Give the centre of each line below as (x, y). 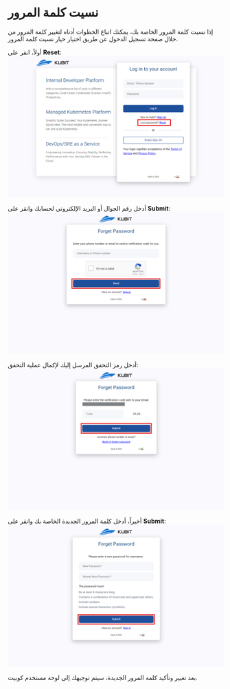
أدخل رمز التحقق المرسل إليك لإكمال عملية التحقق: (73, 365)
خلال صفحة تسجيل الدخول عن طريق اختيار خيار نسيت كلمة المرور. (93, 38)
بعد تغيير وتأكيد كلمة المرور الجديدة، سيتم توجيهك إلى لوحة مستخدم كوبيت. (103, 677)
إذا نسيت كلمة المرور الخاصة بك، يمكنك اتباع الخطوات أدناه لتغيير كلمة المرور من (111, 32)
